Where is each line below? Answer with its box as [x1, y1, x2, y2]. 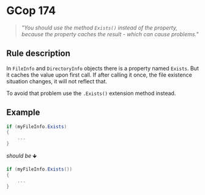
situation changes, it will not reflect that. [6, 77, 108, 85]
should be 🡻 [6, 152, 37, 159]
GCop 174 [6, 4, 56, 18]
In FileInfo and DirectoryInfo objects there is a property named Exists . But [6, 64, 199, 72]
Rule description [6, 48, 70, 59]
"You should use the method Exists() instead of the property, [21, 24, 177, 31]
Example [6, 107, 40, 118]
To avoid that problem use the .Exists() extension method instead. [6, 90, 176, 97]
